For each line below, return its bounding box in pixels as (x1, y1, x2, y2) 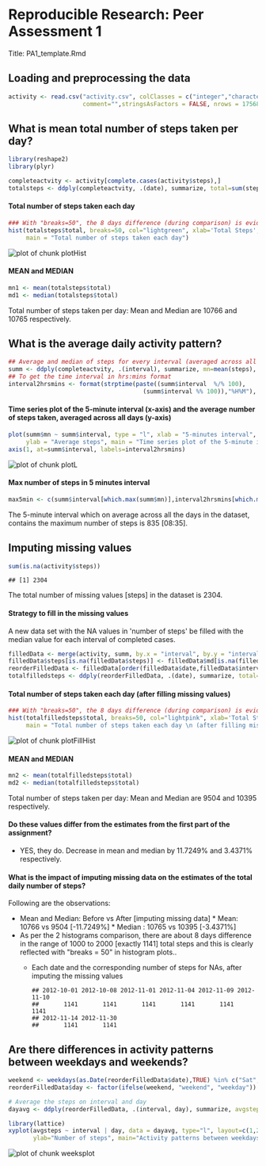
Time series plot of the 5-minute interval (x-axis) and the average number (8, 404, 256, 414)
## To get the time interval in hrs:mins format (8, 373, 172, 381)
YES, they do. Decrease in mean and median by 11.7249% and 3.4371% (19, 846, 253, 855)
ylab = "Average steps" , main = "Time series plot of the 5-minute (25, 438, 253, 445)
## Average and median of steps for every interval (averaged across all (8, 358, 257, 366)
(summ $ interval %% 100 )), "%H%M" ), (142, 387, 257, 396)
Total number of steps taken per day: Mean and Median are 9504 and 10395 (8, 793, 257, 802)
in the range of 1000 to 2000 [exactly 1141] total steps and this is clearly (19, 939, 253, 949)
